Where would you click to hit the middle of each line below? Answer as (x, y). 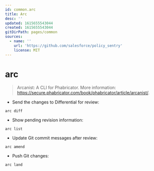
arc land (14, 165)
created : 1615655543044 (29, 28)
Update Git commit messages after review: (55, 138)
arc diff (14, 111)
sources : (14, 37)
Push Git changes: (30, 156)
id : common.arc (20, 9)
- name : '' (20, 41)
